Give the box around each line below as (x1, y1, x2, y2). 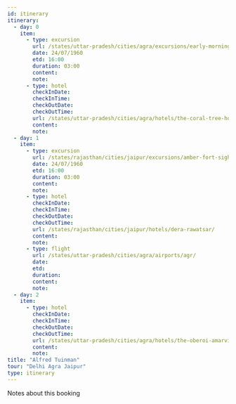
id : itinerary (7, 10, 49, 18)
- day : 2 (13, 291, 39, 299)
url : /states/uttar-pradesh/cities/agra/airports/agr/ (32, 252, 197, 259)
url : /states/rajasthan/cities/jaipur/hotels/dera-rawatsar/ (32, 226, 216, 233)
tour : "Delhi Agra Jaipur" (7, 363, 86, 370)
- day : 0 (13, 23, 39, 30)
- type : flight (25, 245, 71, 253)
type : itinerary (7, 370, 55, 377)
